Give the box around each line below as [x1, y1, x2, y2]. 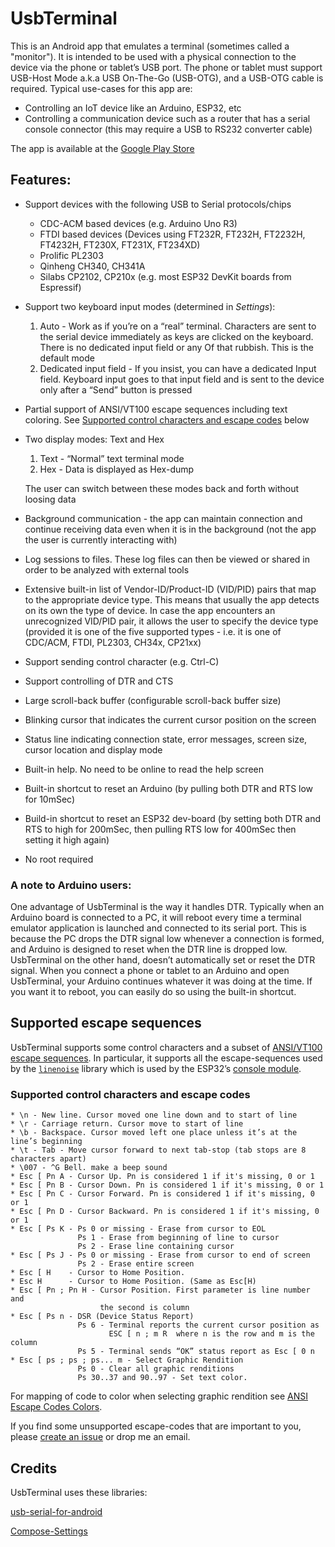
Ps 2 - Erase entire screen [77, 1259, 195, 1269]
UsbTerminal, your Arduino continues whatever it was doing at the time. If [10, 975, 313, 987]
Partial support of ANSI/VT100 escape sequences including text [24, 403, 288, 415]
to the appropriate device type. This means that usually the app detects [24, 593, 320, 606]
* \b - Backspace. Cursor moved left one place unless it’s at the [10, 1128, 298, 1138]
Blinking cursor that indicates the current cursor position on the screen [24, 713, 317, 726]
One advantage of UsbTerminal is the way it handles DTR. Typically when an [10, 901, 325, 913]
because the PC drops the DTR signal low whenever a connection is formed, [10, 933, 325, 945]
